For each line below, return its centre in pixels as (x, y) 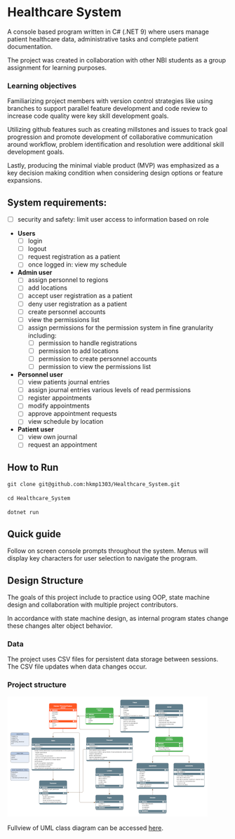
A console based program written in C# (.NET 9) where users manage (108, 32)
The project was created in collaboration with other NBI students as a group (117, 60)
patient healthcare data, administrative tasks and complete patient (103, 39)
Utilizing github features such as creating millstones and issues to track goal (117, 130)
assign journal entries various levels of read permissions (109, 390)
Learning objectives (42, 86)
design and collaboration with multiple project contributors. (93, 605)
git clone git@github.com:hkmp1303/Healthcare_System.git (94, 485)
